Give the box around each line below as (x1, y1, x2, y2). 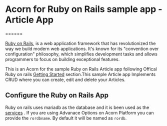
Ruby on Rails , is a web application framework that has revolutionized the (5, 40, 156, 46)
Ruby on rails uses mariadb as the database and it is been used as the (5, 104, 149, 110)
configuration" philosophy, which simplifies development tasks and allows (5, 51, 157, 57)
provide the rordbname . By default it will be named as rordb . (5, 115, 127, 121)
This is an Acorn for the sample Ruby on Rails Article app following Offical (5, 66, 157, 72)
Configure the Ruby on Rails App (5, 91, 109, 99)
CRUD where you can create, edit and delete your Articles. (5, 76, 126, 82)
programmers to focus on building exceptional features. (5, 56, 120, 62)
